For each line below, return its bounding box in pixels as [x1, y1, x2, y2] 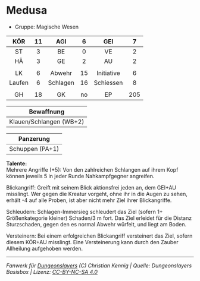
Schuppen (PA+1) [9, 144, 60, 153]
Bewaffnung [29, 108, 64, 116]
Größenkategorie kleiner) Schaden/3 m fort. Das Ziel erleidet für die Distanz [6, 214, 192, 222]
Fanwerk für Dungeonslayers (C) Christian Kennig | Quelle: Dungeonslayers [6, 262, 192, 269]
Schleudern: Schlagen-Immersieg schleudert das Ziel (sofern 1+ [6, 208, 163, 215]
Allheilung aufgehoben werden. [6, 245, 83, 252]
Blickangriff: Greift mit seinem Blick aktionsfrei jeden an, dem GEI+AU [6, 184, 177, 191]
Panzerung [18, 134, 51, 143]
